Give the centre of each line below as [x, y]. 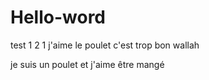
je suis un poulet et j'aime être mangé [87, 64]
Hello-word [58, 17]
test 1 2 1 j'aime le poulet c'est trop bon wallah [105, 45]
